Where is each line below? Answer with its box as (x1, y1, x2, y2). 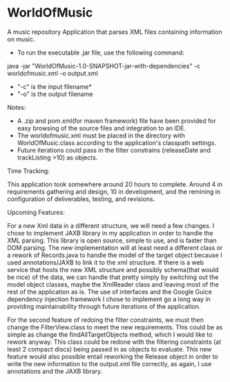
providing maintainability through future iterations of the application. (7, 302, 201, 310)
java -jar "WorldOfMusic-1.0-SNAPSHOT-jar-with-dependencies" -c (7, 61, 201, 70)
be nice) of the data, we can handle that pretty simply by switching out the (7, 273, 219, 281)
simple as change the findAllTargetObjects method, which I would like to (7, 330, 213, 338)
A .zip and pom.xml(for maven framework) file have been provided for (17, 116, 216, 125)
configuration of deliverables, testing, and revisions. (7, 195, 155, 203)
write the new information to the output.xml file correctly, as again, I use (7, 359, 212, 367)
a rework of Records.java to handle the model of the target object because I (7, 251, 222, 259)
